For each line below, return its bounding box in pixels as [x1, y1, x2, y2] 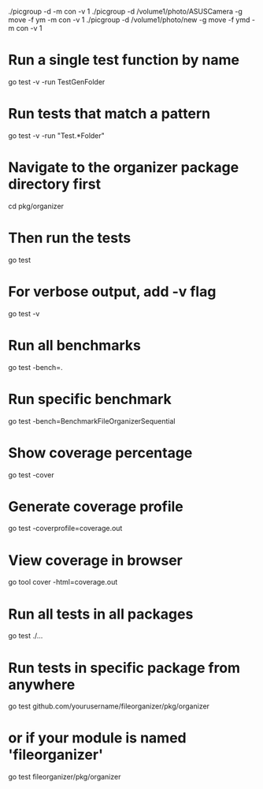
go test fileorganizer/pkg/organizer [8, 772, 121, 782]
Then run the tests [8, 229, 131, 247]
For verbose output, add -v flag [8, 282, 217, 301]
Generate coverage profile [8, 497, 183, 515]
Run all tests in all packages [8, 605, 194, 623]
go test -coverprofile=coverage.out [8, 524, 123, 533]
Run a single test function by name [8, 51, 240, 69]
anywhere [8, 675, 76, 694]
